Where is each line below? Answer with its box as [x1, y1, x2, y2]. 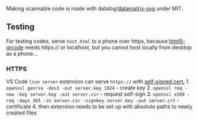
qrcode [6, 43, 24, 51]
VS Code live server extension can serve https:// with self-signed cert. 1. [6, 78, 190, 85]
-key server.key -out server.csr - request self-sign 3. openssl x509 [17, 90, 185, 98]
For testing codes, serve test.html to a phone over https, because [6, 38, 168, 45]
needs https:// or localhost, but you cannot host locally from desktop [24, 43, 192, 51]
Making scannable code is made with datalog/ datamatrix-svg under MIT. [6, 5, 183, 12]
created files [6, 109, 37, 116]
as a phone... [6, 50, 38, 57]
